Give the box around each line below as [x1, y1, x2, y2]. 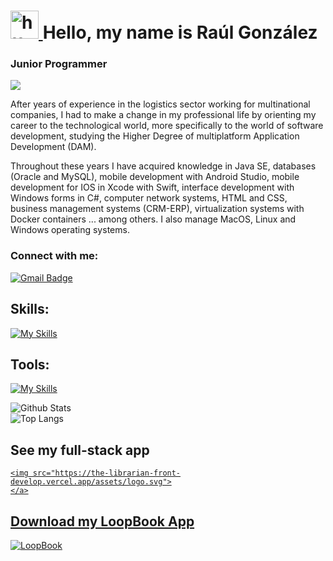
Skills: [10, 301, 50, 318]
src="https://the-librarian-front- [32, 468, 182, 479]
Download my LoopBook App [10, 513, 195, 530]
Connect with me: [10, 249, 99, 263]
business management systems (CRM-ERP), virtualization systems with [10, 203, 305, 215]
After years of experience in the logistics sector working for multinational [10, 98, 311, 110]
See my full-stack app [10, 441, 150, 459]
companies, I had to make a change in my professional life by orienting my [10, 109, 317, 121]
